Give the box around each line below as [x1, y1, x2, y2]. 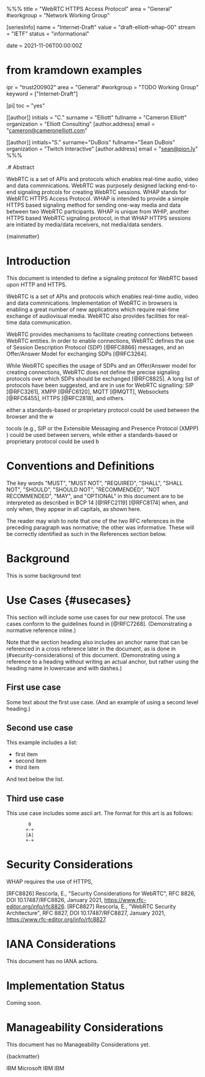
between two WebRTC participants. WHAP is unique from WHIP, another [6, 207, 190, 215]
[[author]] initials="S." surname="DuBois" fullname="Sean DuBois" [6, 138, 176, 146]
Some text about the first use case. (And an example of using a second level [6, 698, 199, 706]
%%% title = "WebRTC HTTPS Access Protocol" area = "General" [6, 6, 173, 12]
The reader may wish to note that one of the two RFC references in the [6, 517, 185, 524]
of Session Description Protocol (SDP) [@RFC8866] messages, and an [6, 343, 184, 351]
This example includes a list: [6, 739, 78, 746]
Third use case [6, 793, 64, 803]
